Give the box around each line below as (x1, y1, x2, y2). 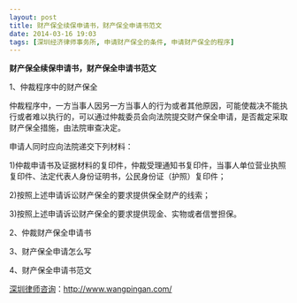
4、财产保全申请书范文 (9, 265, 93, 276)
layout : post (9, 12, 57, 22)
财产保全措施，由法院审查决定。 (9, 123, 126, 133)
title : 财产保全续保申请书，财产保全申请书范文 (9, 21, 163, 30)
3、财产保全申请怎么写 (9, 246, 92, 257)
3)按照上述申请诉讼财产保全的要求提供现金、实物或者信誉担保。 (9, 208, 241, 219)
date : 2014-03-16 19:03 (9, 29, 97, 38)
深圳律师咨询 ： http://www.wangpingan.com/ (9, 284, 172, 294)
